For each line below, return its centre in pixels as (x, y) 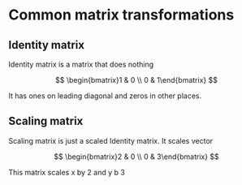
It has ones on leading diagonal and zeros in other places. (105, 96)
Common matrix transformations (121, 15)
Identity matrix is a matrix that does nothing (81, 64)
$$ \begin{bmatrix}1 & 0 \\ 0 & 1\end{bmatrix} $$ (136, 80)
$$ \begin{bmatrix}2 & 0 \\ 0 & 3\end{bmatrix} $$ (136, 157)
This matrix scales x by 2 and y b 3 (67, 172)
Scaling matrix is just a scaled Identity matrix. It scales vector (111, 140)
